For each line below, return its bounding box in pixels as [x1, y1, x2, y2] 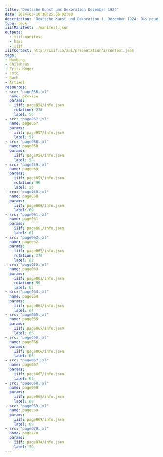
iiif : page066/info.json [14, 349, 64, 354]
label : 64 [14, 308, 34, 313]
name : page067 [9, 362, 38, 367]
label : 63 [14, 285, 34, 290]
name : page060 [9, 194, 38, 199]
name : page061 [9, 216, 38, 222]
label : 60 [14, 208, 34, 213]
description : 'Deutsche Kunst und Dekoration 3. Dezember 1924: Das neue [5, 16, 159, 21]
